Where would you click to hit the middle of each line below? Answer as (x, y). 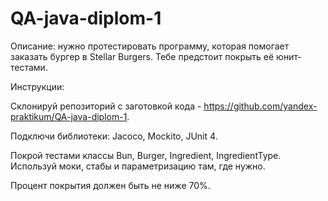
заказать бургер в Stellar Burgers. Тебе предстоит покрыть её (142, 56)
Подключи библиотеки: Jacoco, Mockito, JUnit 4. (114, 136)
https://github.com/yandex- (260, 106)
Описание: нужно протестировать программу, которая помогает (150, 46)
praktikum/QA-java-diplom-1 (69, 116)
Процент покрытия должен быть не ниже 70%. (110, 185)
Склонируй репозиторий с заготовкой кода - (106, 106)
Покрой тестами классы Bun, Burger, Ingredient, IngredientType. (146, 155)
